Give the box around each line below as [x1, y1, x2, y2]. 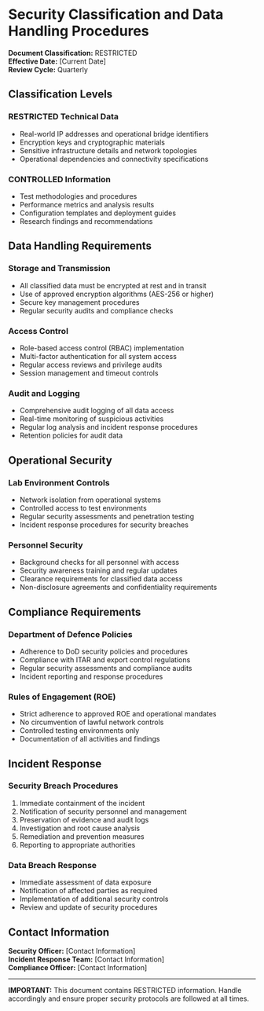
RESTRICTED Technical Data [8, 112, 119, 123]
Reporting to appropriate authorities [19, 840, 136, 849]
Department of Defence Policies [8, 628, 133, 639]
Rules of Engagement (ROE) [8, 691, 116, 702]
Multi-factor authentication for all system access [19, 351, 177, 361]
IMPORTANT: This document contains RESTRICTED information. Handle [8, 985, 242, 995]
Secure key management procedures [19, 297, 140, 307]
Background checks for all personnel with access [19, 558, 179, 567]
